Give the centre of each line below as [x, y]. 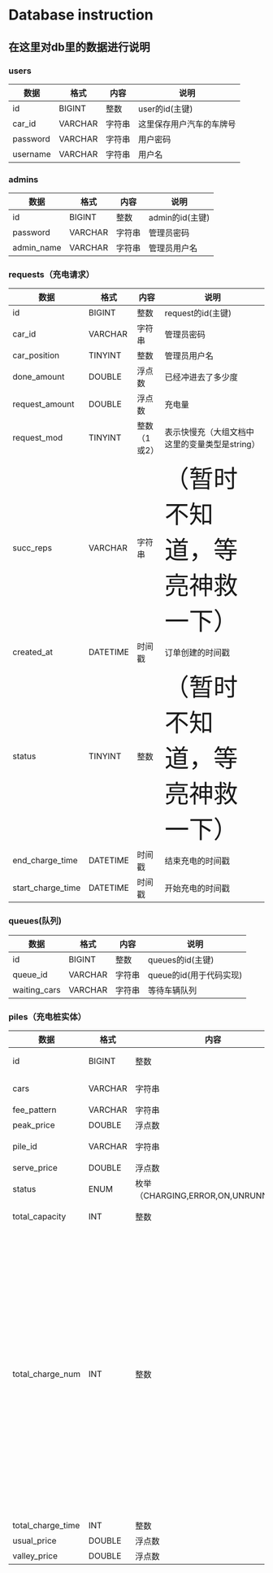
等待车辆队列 [172, 990]
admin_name [37, 248]
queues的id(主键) [181, 959]
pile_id [25, 1146]
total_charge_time [46, 1526]
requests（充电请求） [52, 275]
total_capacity [39, 1217]
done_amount [39, 377]
